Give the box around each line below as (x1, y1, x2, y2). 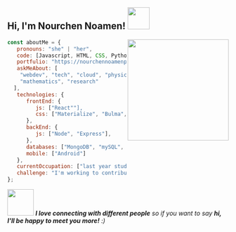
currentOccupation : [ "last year (16, 163, 112, 170)
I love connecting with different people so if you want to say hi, (34, 209, 222, 218)
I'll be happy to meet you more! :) (7, 217, 105, 225)
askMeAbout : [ (16, 65, 58, 72)
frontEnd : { (25, 98, 61, 105)
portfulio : (16, 58, 49, 65)
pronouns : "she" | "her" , (16, 45, 93, 53)
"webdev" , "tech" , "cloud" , (20, 72, 102, 79)
